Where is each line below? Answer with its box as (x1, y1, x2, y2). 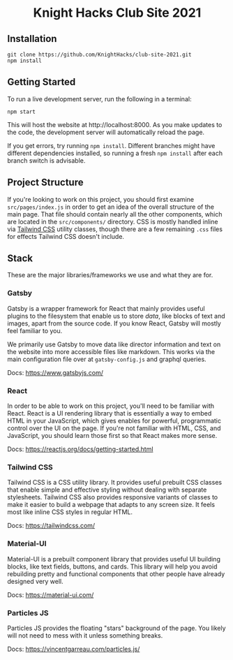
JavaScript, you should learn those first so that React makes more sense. (7, 432, 218, 440)
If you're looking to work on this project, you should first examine (7, 195, 194, 203)
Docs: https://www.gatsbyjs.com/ (7, 368, 103, 376)
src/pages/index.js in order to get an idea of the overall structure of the (7, 203, 215, 211)
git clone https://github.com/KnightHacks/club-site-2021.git (7, 51, 192, 58)
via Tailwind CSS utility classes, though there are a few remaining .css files (7, 225, 223, 233)
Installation (7, 33, 57, 45)
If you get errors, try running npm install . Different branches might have (7, 141, 216, 149)
